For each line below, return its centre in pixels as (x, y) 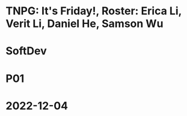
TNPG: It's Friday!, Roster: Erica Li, (93, 11)
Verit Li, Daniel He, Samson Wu (84, 24)
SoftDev (26, 51)
